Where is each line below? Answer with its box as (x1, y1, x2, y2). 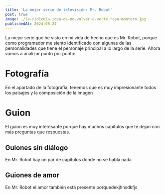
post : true (5, 12, 28, 17)
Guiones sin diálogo (5, 143, 68, 152)
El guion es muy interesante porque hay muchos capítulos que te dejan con (5, 124, 160, 130)
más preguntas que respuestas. (5, 129, 71, 135)
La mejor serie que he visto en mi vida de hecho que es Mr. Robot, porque (5, 35, 157, 41)
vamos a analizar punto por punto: (5, 51, 76, 57)
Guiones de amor (5, 171, 60, 180)
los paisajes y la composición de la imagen (5, 90, 93, 96)
